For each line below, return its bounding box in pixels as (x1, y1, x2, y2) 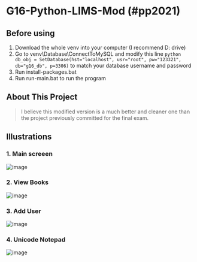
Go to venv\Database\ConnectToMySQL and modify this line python (14, 50, 181, 58)
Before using (6, 28, 55, 38)
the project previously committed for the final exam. (20, 114, 148, 121)
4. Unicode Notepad (6, 236, 66, 244)
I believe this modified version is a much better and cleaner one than (20, 108, 190, 115)
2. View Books (6, 178, 49, 186)
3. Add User (6, 207, 41, 215)
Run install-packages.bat (14, 68, 77, 76)
